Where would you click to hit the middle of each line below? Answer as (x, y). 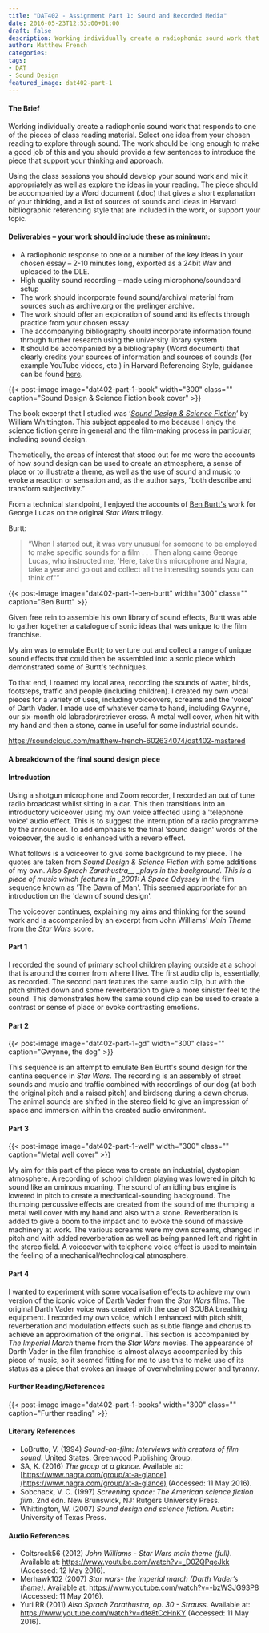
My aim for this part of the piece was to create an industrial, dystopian (124, 1170)
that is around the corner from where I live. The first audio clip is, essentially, (134, 973)
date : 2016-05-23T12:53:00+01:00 (64, 23)
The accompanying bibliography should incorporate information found (136, 331)
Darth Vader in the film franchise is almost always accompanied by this (125, 1351)
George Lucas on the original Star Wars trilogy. (86, 512)
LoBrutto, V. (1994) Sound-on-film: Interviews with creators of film (129, 1449)
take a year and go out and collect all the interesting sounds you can (141, 569)
